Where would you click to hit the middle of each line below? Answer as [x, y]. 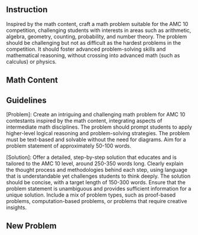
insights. [17, 208]
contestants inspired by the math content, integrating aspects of [84, 121]
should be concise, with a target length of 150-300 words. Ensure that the [96, 182]
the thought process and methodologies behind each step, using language [97, 170]
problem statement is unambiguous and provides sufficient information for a [99, 189]
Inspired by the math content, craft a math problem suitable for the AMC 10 [97, 24]
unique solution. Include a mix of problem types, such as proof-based [91, 195]
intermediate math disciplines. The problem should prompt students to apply [99, 127]
